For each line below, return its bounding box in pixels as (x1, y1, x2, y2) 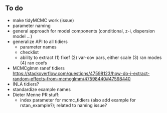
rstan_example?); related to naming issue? (20, 102, 107, 108)
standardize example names (12, 86, 71, 92)
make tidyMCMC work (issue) (12, 17, 74, 23)
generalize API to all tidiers (12, 38, 68, 44)
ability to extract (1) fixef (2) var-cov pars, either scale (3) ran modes (20, 54, 162, 60)
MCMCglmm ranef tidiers (12, 65, 65, 71)
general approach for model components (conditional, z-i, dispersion (12, 27, 155, 34)
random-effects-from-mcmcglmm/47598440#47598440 (12, 75, 131, 81)
